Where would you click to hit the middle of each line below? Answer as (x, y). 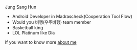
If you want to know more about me (41, 42)
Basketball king (27, 28)
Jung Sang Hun (21, 7)
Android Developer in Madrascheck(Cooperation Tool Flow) (72, 16)
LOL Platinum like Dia (34, 33)
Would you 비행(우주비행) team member (52, 22)
